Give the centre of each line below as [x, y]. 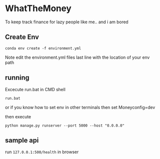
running [17, 78]
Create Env [22, 37]
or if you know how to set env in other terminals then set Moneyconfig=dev [80, 107]
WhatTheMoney [38, 8]
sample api [22, 140]
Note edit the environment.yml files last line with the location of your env [77, 57]
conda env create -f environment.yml [43, 48]
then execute [18, 116]
